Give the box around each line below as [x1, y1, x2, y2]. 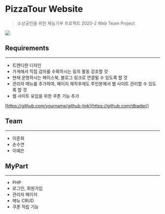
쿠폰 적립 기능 [12, 204, 39, 210]
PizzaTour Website [5, 3, 83, 15]
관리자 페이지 [12, 191, 38, 197]
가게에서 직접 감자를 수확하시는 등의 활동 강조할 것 [12, 68, 108, 74]
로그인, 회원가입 [12, 186, 43, 191]
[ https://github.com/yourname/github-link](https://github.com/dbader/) [5, 103, 149, 108]
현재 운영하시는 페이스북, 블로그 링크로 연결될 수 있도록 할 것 [12, 75, 128, 80]
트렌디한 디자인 [12, 62, 42, 68]
